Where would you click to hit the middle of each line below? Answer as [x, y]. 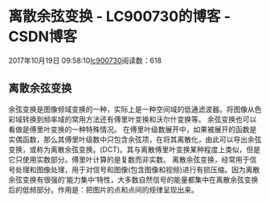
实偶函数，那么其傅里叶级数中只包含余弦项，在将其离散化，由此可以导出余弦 [135, 139]
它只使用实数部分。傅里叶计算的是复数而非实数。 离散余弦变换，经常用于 [129, 159]
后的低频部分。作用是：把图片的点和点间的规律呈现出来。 [103, 189]
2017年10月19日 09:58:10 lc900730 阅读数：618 [85, 60]
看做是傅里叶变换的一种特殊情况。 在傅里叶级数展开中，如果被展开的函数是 [133, 129]
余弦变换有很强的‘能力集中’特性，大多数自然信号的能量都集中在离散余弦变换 [133, 179]
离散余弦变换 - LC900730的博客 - [120, 16]
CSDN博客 [43, 37]
